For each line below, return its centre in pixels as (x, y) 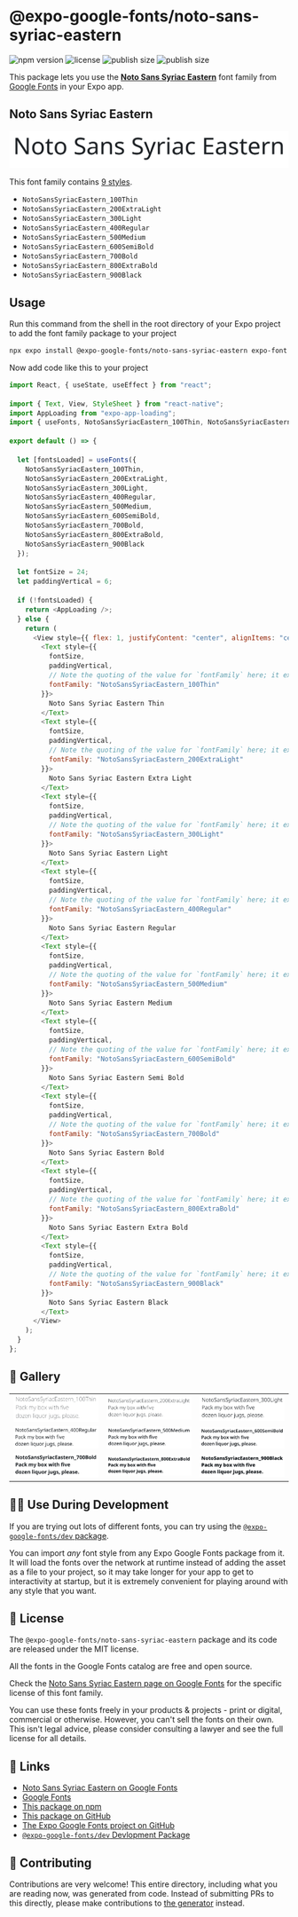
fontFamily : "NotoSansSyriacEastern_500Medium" (138, 984)
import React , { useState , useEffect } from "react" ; (111, 385)
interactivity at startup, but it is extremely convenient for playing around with (149, 1581)
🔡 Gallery (35, 1377)
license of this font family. (56, 1693)
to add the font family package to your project (93, 333)
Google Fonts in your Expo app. (67, 86)
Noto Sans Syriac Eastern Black (108, 1302)
